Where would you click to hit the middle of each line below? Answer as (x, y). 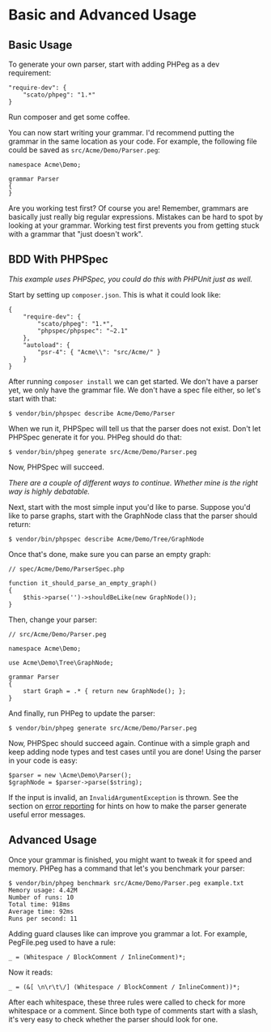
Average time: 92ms (41, 911)
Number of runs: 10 (41, 897)
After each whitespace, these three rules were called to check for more (127, 1002)
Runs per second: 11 (43, 919)
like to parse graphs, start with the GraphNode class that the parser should (133, 516)
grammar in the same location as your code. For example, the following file (133, 141)
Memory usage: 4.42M (43, 890)
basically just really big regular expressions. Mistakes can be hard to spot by (136, 217)
